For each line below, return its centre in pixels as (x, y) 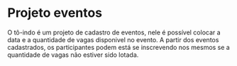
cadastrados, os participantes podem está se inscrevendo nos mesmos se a (119, 47)
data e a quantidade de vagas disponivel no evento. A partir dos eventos (113, 39)
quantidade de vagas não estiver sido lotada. (73, 55)
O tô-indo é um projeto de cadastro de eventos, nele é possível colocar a (114, 32)
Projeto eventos (55, 13)
